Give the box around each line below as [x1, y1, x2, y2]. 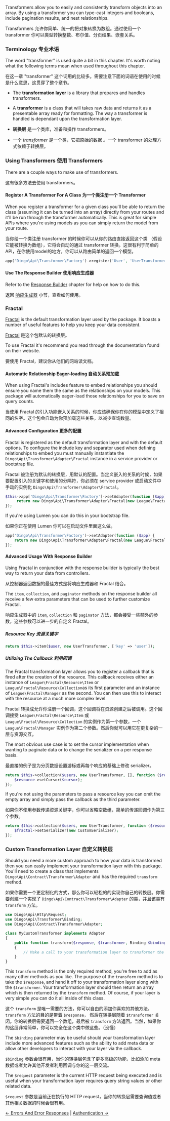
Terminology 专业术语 [5, 46, 59, 53]
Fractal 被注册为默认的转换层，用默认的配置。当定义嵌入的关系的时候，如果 [5, 471, 163, 477]
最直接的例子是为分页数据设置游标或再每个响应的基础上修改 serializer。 [5, 762, 154, 769]
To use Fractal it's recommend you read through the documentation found [5, 342, 159, 348]
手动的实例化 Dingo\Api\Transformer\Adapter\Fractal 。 [5, 484, 121, 490]
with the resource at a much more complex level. [5, 695, 107, 701]
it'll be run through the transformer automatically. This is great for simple [5, 214, 157, 220]
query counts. [5, 398, 34, 405]
